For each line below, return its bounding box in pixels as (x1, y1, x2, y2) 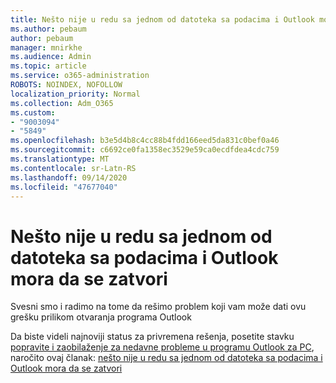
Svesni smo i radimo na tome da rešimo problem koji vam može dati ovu (10, 301, 307, 313)
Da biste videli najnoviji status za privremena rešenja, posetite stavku (10, 331, 295, 343)
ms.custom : (10, 107, 56, 118)
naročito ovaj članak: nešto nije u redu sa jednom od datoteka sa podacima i (10, 352, 323, 364)
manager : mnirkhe (10, 42, 83, 53)
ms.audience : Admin (10, 52, 92, 62)
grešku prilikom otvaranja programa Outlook (10, 311, 192, 323)
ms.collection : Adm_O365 (10, 98, 114, 108)
